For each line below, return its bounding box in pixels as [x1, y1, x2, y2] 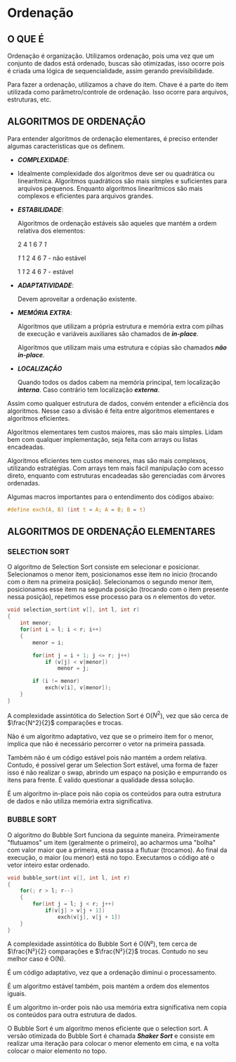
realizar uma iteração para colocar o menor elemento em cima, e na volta [7, 1039, 219, 1047]
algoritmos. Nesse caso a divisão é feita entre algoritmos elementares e [7, 407, 215, 415]
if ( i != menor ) [32, 678, 80, 685]
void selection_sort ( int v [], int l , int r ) [7, 606, 140, 614]
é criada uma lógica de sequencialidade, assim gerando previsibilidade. [7, 67, 214, 75]
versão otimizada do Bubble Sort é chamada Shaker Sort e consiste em [7, 1031, 216, 1040]
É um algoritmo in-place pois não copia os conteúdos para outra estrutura [7, 789, 221, 798]
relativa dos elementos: [17, 226, 86, 235]
